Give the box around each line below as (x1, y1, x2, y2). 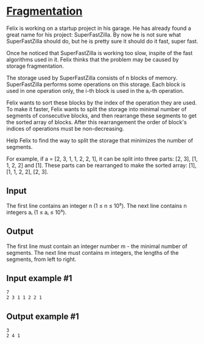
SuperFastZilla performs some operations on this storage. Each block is (6, 81, 186, 88)
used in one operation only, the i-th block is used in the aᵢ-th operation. (6, 87, 185, 94)
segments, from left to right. (6, 255, 77, 263)
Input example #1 (6, 273, 72, 284)
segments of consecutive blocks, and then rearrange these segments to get (6, 112, 197, 119)
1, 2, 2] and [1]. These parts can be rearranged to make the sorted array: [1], (6, 161, 197, 169)
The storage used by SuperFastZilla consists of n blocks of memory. (6, 74, 178, 81)
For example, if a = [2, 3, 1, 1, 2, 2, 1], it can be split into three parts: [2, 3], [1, (6, 155, 198, 163)
